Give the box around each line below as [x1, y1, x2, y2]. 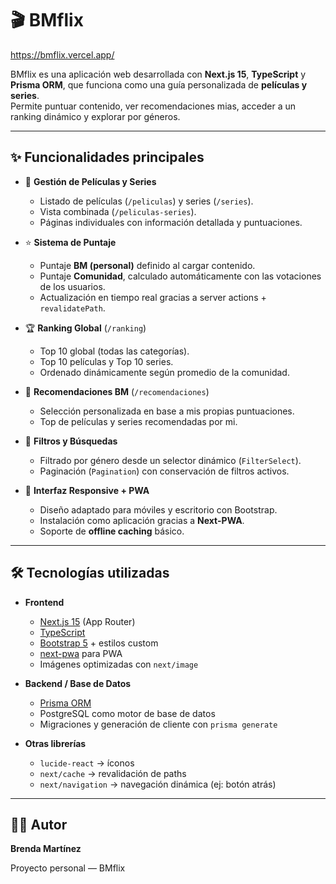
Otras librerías [24, 737, 87, 749]
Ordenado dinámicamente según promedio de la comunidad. [39, 366, 290, 378]
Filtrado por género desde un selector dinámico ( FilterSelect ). [39, 454, 302, 466]
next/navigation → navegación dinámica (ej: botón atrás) [39, 778, 277, 790]
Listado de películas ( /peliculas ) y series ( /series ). [39, 195, 254, 207]
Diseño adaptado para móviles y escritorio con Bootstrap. [39, 503, 278, 516]
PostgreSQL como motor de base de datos [39, 707, 216, 719]
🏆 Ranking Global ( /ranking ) [24, 322, 147, 334]
